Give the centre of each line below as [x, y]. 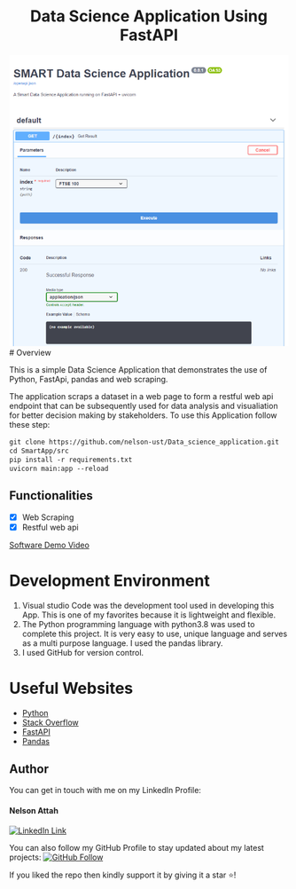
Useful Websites [71, 688]
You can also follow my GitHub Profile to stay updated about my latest [136, 847]
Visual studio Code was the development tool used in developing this [148, 605]
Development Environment [109, 581]
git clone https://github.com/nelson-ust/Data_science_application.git [144, 442]
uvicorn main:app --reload [59, 468]
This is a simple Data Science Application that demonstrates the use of [138, 369]
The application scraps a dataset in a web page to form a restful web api [141, 396]
